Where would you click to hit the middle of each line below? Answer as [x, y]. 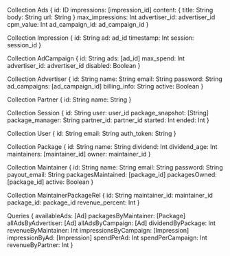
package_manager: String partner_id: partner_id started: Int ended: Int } [108, 120]
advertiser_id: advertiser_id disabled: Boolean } [74, 66]
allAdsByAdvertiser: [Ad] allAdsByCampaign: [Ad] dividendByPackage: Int [112, 223]
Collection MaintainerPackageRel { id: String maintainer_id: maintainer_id [110, 195]
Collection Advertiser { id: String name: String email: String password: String [115, 79]
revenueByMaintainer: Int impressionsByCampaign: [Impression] [98, 230]
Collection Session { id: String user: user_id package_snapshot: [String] [108, 113]
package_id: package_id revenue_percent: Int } [73, 202]
